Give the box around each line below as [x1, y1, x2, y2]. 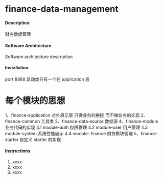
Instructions [5, 148, 31, 154]
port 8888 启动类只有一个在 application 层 [5, 76, 90, 82]
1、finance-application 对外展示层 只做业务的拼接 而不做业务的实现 [5, 112, 140, 118]
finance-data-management [5, 3, 118, 15]
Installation [5, 65, 28, 71]
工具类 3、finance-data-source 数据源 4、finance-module [41, 118, 158, 124]
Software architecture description [5, 54, 73, 60]
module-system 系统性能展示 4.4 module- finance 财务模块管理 [5, 130, 133, 136]
